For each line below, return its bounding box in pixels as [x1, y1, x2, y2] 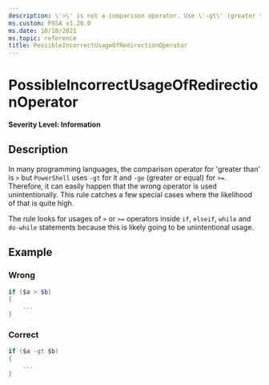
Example [8, 245, 53, 259]
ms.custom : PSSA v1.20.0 [8, 19, 91, 27]
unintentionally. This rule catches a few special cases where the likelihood [8, 189, 253, 199]
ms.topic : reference [8, 34, 78, 43]
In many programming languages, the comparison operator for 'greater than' [8, 164, 261, 173]
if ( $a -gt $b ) [8, 347, 59, 355]
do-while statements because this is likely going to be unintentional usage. [8, 222, 255, 232]
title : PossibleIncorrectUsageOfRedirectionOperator [8, 42, 188, 50]
